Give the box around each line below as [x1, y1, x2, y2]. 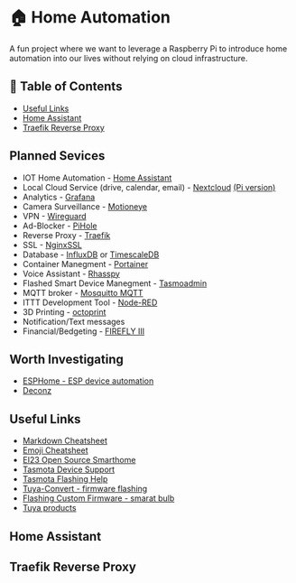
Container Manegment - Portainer [22, 258, 149, 269]
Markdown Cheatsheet [22, 435, 108, 447]
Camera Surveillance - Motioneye [22, 200, 147, 212]
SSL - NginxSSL [22, 239, 83, 250]
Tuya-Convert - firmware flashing [22, 484, 148, 495]
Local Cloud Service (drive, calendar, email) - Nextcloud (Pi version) [22, 181, 276, 192]
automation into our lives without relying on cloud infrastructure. [9, 52, 248, 63]
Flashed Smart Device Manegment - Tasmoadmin [22, 277, 208, 289]
